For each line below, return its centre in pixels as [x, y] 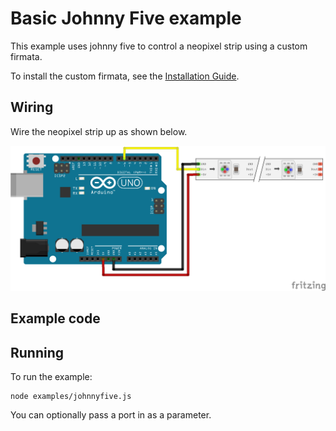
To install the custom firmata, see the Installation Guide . [125, 76]
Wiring [32, 107]
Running [37, 352]
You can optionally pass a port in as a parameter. [111, 415]
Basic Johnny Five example [126, 18]
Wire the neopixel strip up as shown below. [99, 131]
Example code [55, 318]
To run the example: [51, 377]
